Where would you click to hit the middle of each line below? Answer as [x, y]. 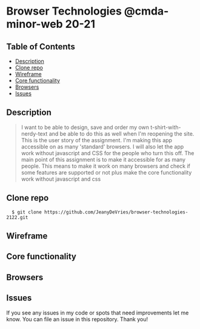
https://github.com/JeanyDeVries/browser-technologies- [116, 212]
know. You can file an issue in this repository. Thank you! [77, 319]
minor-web [35, 24]
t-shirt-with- [166, 127]
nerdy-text [34, 133]
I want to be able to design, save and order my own [85, 127]
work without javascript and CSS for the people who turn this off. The [108, 153]
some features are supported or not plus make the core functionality [106, 172]
